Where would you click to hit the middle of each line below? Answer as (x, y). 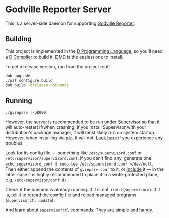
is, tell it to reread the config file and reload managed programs (71, 195)
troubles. (14, 143)
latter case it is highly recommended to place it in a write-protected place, (82, 175)
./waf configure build (29, 80)
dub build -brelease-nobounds (37, 85)
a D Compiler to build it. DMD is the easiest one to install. (64, 57)
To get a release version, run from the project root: (58, 66)
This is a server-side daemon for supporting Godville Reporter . (70, 23)
